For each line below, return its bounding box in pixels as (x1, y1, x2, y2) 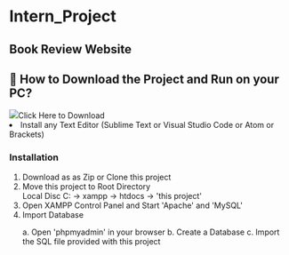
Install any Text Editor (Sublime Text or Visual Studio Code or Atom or (20, 120, 274, 131)
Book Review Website (9, 42, 132, 57)
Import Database (21, 209, 84, 219)
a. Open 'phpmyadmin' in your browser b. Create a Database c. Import (21, 227, 280, 237)
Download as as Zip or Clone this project (21, 171, 172, 182)
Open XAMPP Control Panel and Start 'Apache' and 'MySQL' (21, 200, 243, 211)
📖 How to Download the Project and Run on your (9, 71, 280, 86)
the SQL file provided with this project (21, 235, 161, 246)
